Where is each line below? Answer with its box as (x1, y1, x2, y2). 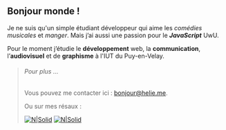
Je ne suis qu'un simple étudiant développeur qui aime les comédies (7, 23, 203, 32)
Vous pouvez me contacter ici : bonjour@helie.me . (23, 89, 168, 97)
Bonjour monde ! (7, 6, 80, 17)
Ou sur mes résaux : (23, 102, 82, 111)
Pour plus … (23, 67, 59, 76)
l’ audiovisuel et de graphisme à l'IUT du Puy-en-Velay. (7, 52, 164, 60)
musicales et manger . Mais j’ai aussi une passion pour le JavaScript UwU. (7, 31, 219, 39)
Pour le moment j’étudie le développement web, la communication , (7, 44, 201, 52)
